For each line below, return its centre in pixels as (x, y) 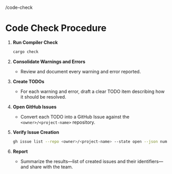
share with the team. (52, 167)
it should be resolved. (43, 96)
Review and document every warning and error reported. (81, 71)
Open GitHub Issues (35, 107)
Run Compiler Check (35, 42)
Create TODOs (28, 81)
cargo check (25, 52)
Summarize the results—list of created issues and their (78, 161)
